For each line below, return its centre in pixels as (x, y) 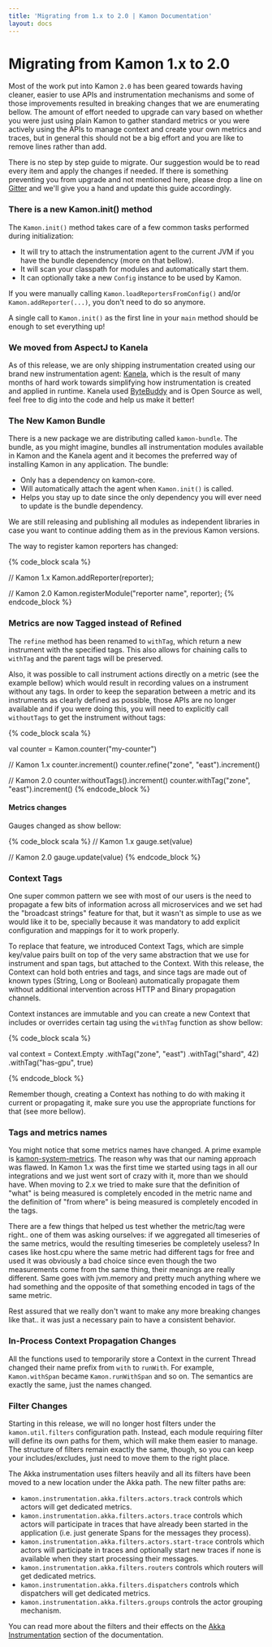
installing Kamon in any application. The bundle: (89, 464)
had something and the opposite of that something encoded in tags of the (132, 1287)
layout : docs (30, 24)
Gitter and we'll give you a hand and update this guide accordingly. (120, 189)
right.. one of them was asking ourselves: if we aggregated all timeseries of (134, 1235)
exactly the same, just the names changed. (80, 1384)
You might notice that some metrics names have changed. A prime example (135, 1150)
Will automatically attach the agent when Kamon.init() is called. (127, 489)
